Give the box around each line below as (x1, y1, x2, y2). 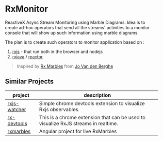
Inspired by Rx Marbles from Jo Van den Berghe (16, 63, 113, 69)
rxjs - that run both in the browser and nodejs (12, 49, 103, 54)
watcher (7, 106, 27, 113)
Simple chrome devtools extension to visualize (39, 100, 145, 106)
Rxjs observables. (39, 106, 80, 113)
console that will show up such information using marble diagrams (5, 30, 138, 35)
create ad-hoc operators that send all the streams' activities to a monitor (5, 24, 150, 30)
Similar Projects (5, 77, 54, 86)
